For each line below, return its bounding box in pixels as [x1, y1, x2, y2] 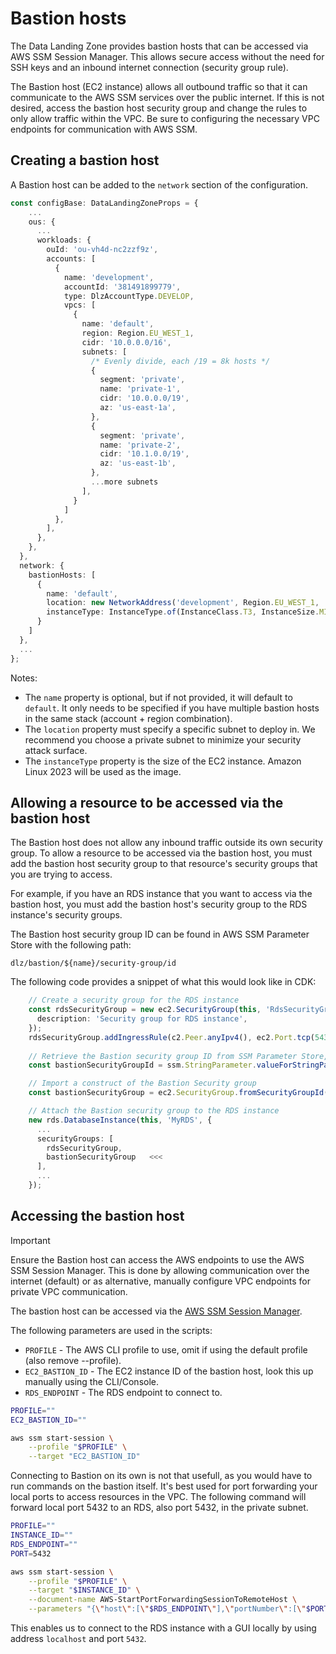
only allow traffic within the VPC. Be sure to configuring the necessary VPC [10, 112, 320, 124]
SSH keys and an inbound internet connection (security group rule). [10, 61, 289, 73]
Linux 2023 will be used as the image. [24, 765, 182, 777]
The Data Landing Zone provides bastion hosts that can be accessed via [10, 40, 309, 52]
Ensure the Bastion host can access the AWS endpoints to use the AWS [10, 1253, 305, 1266]
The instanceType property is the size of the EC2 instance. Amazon [24, 755, 302, 767]
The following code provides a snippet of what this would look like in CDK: [10, 976, 317, 988]
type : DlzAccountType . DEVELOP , [63, 291, 195, 301]
